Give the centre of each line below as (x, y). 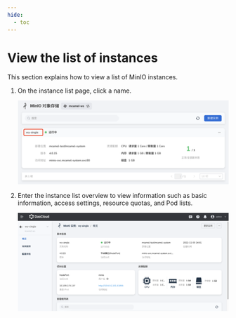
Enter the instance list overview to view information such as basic (112, 195)
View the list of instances (83, 58)
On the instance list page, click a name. (74, 91)
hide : (15, 15)
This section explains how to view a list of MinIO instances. (92, 77)
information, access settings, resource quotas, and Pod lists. (105, 203)
